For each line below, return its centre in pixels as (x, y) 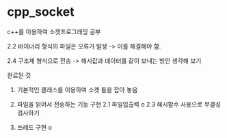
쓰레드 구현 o (35, 127)
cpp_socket (41, 12)
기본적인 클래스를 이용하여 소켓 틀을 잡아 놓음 (77, 89)
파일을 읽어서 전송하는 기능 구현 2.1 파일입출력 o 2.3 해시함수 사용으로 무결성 (119, 104)
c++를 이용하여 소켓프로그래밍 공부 (54, 31)
